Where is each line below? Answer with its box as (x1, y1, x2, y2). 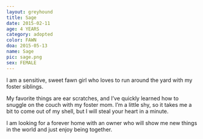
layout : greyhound (6, 8, 53, 15)
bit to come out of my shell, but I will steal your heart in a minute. (6, 107, 169, 115)
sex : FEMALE (6, 59, 37, 66)
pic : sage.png (6, 54, 43, 60)
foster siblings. (6, 83, 44, 90)
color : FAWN (6, 37, 37, 43)
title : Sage (6, 15, 37, 21)
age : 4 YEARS (6, 25, 40, 32)
